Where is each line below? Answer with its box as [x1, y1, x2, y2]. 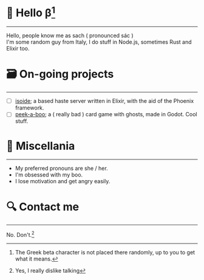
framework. [15, 104, 44, 111]
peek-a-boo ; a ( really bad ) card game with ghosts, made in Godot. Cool [15, 111, 197, 118]
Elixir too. [6, 45, 30, 52]
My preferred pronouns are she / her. [15, 165, 108, 172]
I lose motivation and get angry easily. [15, 178, 110, 185]
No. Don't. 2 [6, 230, 35, 238]
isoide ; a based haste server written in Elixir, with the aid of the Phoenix [15, 97, 194, 105]
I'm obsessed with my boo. [15, 171, 83, 178]
